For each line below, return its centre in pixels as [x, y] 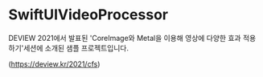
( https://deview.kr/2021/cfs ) [54, 64]
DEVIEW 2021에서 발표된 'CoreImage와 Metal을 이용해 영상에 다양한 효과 [125, 38]
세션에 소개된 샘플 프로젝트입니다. [76, 48]
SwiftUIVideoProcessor [88, 15]
